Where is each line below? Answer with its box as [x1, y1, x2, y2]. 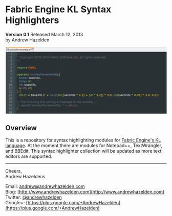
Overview [5, 124, 37, 132]
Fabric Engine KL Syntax [5, 4, 112, 15]
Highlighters [5, 14, 59, 26]
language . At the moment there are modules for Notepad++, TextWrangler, [5, 142, 163, 149]
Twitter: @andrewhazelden [5, 194, 62, 200]
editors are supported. [5, 153, 53, 159]
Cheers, [5, 168, 22, 174]
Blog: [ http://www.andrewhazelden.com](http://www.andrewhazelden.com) [5, 189, 165, 195]
